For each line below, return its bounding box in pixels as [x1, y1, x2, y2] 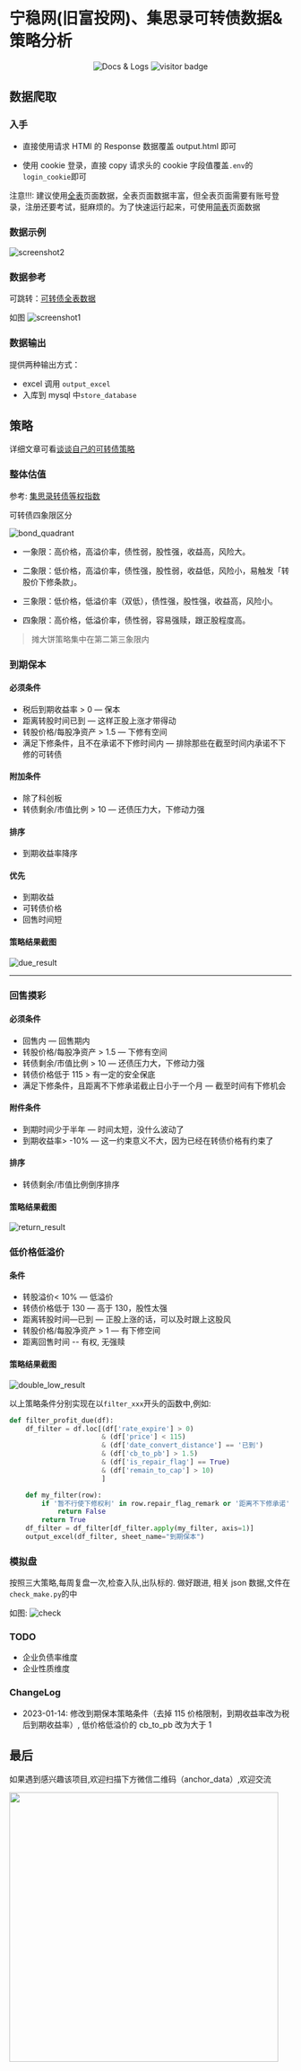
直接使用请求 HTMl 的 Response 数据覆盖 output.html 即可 [21, 140, 237, 151]
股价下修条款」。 [21, 576, 82, 587]
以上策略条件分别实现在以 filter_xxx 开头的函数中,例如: [9, 1398, 211, 1409]
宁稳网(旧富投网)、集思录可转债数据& [9, 8, 283, 29]
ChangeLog [9, 1686, 61, 1699]
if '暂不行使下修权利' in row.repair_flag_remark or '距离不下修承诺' [41, 1499, 290, 1508]
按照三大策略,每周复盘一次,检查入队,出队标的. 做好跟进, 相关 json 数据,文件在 [9, 1578, 291, 1589]
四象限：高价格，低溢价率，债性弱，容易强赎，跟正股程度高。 [21, 615, 251, 625]
